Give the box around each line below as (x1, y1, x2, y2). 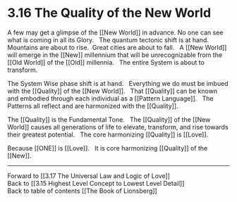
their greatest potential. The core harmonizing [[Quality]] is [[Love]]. (7, 130, 209, 139)
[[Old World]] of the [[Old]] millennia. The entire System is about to (7, 58, 205, 66)
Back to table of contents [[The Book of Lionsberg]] (7, 187, 157, 195)
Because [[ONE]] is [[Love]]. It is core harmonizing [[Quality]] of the (7, 144, 208, 152)
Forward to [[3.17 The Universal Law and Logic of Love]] (7, 171, 171, 180)
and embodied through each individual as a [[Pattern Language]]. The (7, 94, 214, 103)
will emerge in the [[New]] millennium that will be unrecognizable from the (7, 51, 223, 59)
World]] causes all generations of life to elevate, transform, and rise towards (7, 122, 229, 131)
